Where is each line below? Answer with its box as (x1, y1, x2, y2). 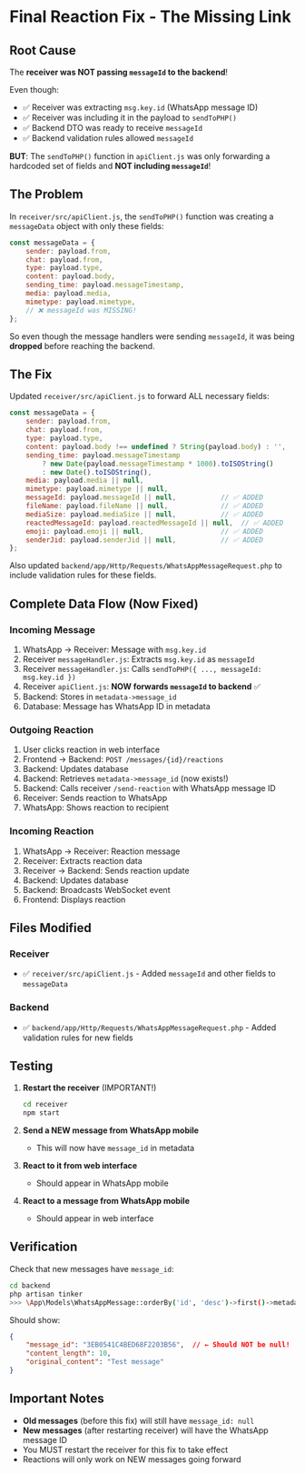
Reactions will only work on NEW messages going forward (22, 1453, 242, 1465)
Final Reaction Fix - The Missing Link (9, 6, 292, 27)
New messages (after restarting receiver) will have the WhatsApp (22, 1425, 270, 1436)
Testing (9, 1058, 54, 1074)
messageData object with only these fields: (9, 220, 164, 231)
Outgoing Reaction (9, 723, 94, 736)
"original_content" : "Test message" (25, 1358, 165, 1367)
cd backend (9, 1280, 51, 1290)
